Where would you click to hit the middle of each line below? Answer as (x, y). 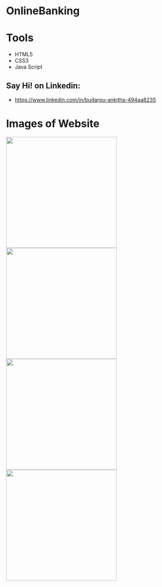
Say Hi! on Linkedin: (43, 86)
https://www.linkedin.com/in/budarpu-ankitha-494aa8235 (85, 99)
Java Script (28, 67)
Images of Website (53, 124)
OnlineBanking (43, 11)
